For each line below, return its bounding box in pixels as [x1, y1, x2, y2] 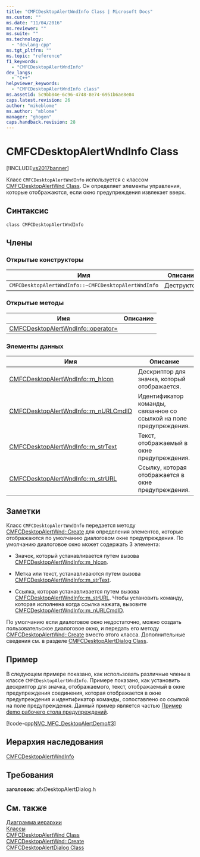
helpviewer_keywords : [6, 81, 60, 87]
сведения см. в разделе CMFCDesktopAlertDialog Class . [6, 637, 148, 644]
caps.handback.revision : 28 [6, 120, 76, 125]
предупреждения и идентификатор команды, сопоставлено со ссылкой [6, 695, 189, 702]
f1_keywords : [6, 58, 39, 64]
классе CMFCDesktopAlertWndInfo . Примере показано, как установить [6, 676, 180, 684]
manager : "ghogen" [6, 114, 52, 120]
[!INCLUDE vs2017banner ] [6, 165, 70, 172]
